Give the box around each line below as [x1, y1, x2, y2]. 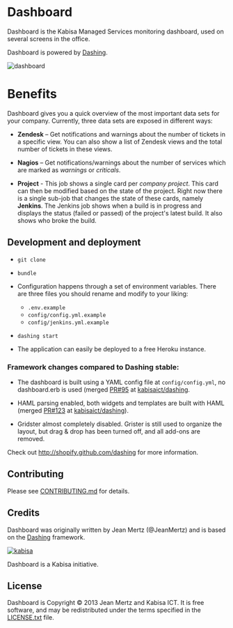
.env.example [27, 304, 66, 311]
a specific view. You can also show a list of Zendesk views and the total [17, 137, 223, 146]
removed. [17, 434, 45, 443]
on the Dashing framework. [7, 533, 86, 541]
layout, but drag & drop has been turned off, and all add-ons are [17, 427, 200, 436]
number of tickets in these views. [17, 144, 113, 153]
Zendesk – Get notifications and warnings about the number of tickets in [17, 130, 226, 138]
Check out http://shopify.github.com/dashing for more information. [7, 447, 199, 457]
